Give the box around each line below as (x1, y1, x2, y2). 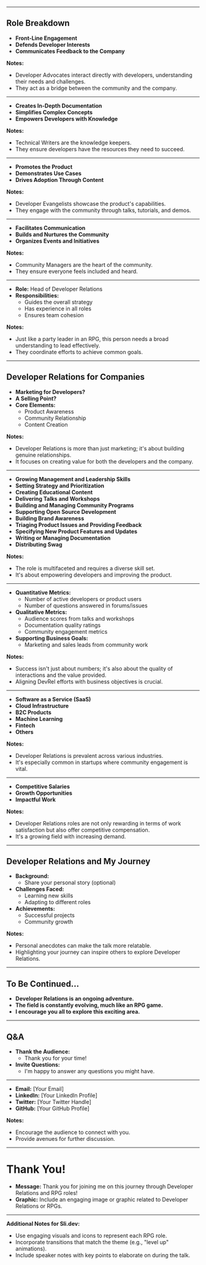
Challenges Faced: (15, 886, 64, 893)
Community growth (24, 918, 74, 926)
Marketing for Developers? (15, 388, 86, 395)
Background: (15, 872, 49, 880)
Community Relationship (24, 414, 86, 422)
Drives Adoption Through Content (15, 176, 104, 183)
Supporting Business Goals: (15, 634, 89, 642)
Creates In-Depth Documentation (15, 102, 102, 109)
